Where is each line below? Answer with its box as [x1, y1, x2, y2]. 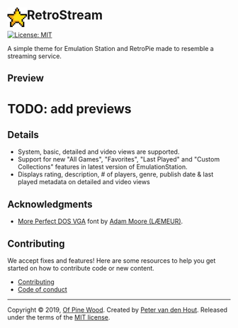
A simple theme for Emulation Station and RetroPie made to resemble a [7, 44, 214, 52]
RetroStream [27, 7, 103, 23]
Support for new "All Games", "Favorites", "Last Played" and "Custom [17, 155, 220, 164]
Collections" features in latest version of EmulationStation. [17, 163, 188, 171]
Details [7, 128, 39, 141]
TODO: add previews [7, 101, 132, 117]
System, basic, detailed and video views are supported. [17, 147, 180, 156]
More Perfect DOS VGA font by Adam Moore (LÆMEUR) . [17, 217, 183, 226]
